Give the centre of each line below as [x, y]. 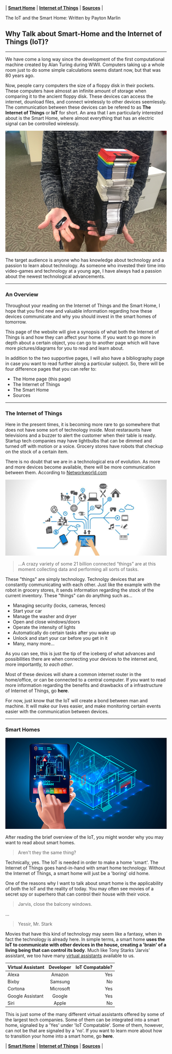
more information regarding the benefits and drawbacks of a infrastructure [84, 685]
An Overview [22, 294]
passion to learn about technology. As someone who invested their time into [85, 265]
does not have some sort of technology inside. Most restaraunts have [79, 430]
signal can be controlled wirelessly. [42, 124]
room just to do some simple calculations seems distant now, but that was [83, 70]
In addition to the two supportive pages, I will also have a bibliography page [85, 358]
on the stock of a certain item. [37, 452]
